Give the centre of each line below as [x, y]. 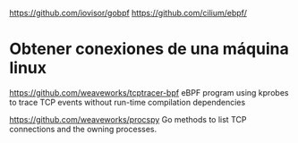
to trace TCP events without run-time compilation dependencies [128, 102]
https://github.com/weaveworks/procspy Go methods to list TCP [128, 119]
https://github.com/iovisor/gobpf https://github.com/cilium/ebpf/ [128, 13]
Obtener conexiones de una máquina [149, 49]
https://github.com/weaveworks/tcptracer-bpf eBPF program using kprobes [149, 92]
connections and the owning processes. [83, 129]
